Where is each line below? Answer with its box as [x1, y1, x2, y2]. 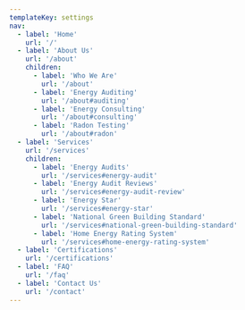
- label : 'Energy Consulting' [32, 105, 146, 113]
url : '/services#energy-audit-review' [41, 188, 186, 197]
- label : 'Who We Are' [32, 71, 118, 80]
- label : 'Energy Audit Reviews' [32, 180, 158, 189]
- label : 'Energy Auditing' [32, 88, 139, 96]
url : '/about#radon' [41, 130, 118, 138]
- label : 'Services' [17, 138, 94, 147]
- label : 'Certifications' [17, 246, 118, 255]
